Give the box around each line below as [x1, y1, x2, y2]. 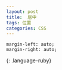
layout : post [6, 8, 39, 15]
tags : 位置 [6, 20, 32, 26]
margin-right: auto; [6, 47, 58, 53]
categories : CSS [6, 25, 46, 31]
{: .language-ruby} [6, 57, 52, 64]
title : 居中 [6, 14, 37, 20]
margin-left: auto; [6, 42, 55, 47]
